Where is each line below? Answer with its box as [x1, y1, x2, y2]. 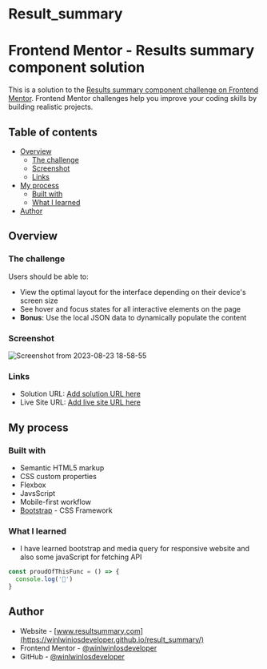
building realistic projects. [8, 102, 94, 112]
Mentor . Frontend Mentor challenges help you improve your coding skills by [8, 94, 257, 103]
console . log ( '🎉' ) [15, 575, 74, 583]
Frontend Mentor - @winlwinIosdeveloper [19, 643, 157, 653]
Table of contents [8, 125, 98, 139]
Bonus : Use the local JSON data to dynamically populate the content [19, 312, 247, 322]
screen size [19, 296, 58, 305]
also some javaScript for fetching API [19, 552, 142, 562]
